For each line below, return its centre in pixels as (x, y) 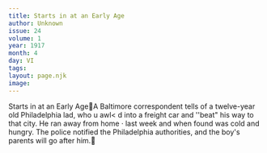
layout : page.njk (38, 76)
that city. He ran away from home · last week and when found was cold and (134, 123)
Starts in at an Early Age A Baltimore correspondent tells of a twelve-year (132, 106)
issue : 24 (25, 31)
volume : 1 (25, 38)
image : (19, 83)
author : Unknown (36, 23)
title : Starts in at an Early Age (67, 16)
